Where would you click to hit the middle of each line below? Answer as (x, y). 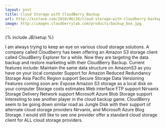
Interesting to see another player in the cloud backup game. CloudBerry (78, 99)
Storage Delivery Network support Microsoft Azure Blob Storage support (79, 94)
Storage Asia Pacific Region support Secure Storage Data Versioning (75, 78)
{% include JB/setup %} (29, 37)
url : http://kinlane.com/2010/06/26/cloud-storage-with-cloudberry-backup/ (84, 19)
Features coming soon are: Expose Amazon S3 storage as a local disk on (79, 84)
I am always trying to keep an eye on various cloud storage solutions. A (77, 47)
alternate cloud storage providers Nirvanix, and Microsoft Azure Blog (75, 110)
